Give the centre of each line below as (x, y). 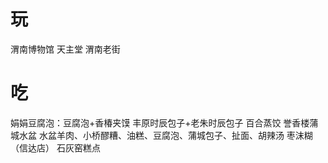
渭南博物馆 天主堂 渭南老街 (65, 49)
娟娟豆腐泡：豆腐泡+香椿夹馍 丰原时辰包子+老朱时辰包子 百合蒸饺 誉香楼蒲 (164, 122)
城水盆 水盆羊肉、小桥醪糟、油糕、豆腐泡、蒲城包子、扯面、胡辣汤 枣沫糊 (161, 135)
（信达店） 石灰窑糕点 (55, 147)
